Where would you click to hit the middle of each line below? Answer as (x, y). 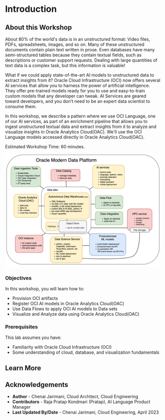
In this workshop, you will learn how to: (45, 289)
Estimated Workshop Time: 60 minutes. (45, 147)
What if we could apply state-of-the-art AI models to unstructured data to (80, 75)
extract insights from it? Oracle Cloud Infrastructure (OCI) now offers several (83, 80)
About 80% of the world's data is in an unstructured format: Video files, (78, 39)
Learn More (23, 368)
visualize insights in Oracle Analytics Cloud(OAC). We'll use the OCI (73, 132)
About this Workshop (39, 27)
